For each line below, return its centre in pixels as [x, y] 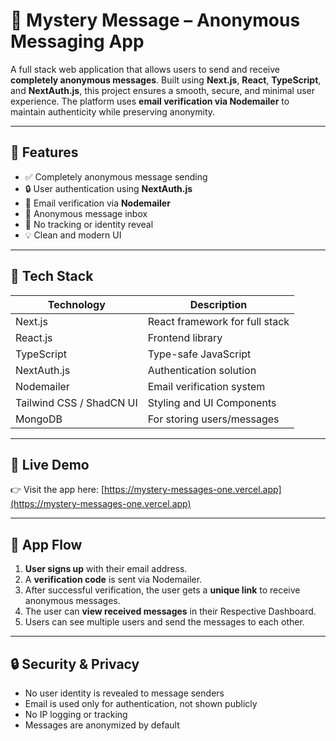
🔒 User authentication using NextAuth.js [108, 188]
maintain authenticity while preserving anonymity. [113, 111]
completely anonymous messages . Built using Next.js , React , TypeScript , [166, 80]
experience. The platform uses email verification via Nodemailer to [150, 101]
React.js [34, 337]
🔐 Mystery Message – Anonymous [155, 20]
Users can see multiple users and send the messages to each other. [164, 622]
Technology [76, 304]
